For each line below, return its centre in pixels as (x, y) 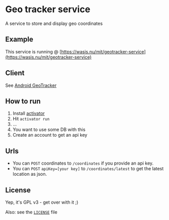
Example (19, 39)
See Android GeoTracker (31, 85)
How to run (23, 101)
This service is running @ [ (33, 51)
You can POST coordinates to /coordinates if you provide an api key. (83, 163)
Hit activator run (31, 119)
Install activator (29, 113)
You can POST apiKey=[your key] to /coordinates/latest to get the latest (88, 169)
